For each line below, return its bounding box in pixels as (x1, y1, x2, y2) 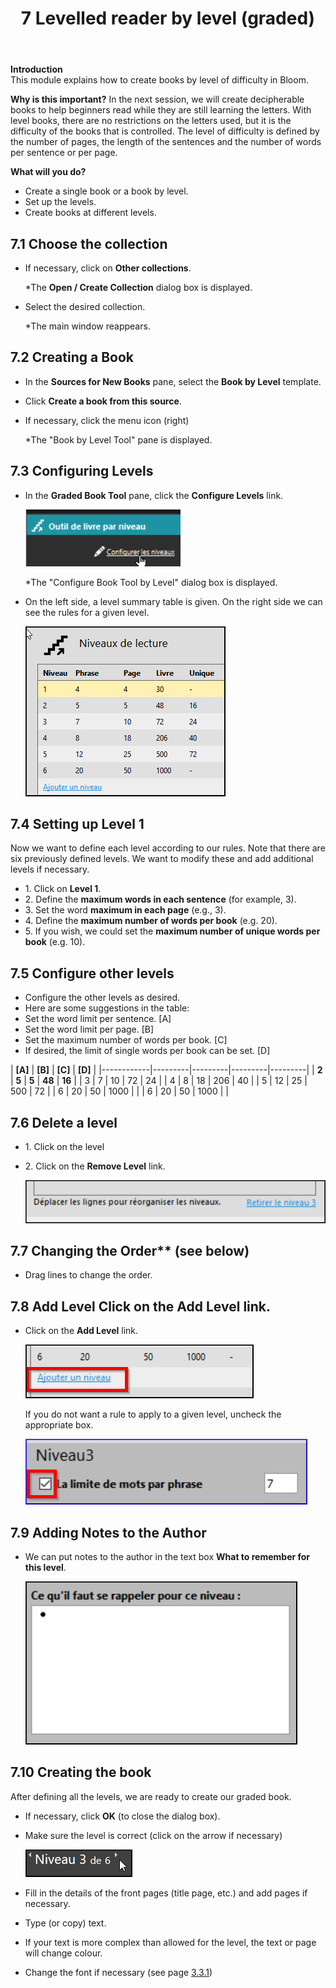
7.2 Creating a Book (10, 349, 134, 366)
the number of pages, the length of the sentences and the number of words (10, 136, 322, 148)
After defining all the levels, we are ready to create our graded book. (10, 1790, 292, 1802)
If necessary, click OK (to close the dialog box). (24, 1810, 221, 1822)
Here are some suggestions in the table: (24, 1002, 190, 1014)
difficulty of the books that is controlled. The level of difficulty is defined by (10, 125, 320, 137)
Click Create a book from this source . (24, 395, 182, 407)
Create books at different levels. (24, 207, 157, 219)
